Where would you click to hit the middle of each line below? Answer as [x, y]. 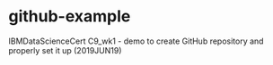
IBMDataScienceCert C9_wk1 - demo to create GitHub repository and [136, 41]
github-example [70, 16]
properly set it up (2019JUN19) [65, 50]
